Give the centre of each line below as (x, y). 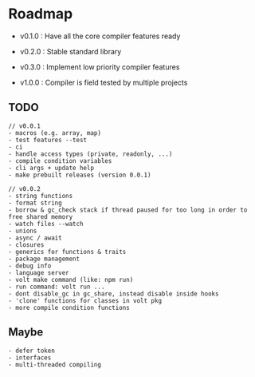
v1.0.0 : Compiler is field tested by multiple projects (104, 82)
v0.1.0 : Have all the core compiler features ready (100, 36)
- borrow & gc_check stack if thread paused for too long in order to (128, 210)
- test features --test (48, 140)
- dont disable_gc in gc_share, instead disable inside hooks (114, 294)
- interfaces (30, 357)
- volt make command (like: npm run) (71, 280)
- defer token (32, 351)
